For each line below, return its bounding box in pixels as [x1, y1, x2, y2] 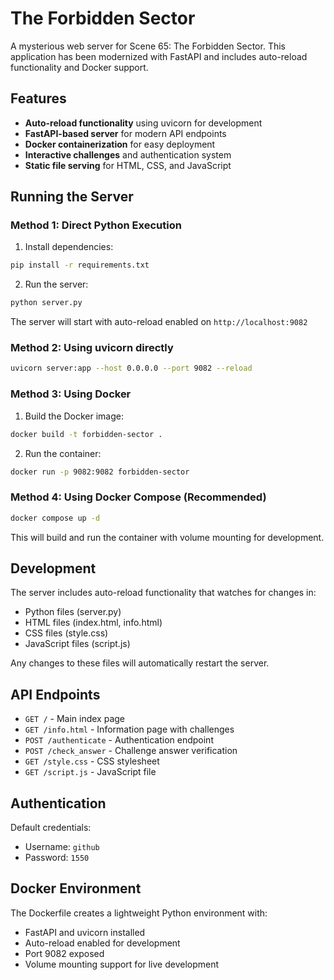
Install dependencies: [24, 241, 114, 253]
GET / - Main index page [24, 713, 125, 725]
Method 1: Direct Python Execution [10, 218, 182, 232]
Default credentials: [10, 822, 92, 834]
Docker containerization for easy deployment [24, 138, 216, 150]
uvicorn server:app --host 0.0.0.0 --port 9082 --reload [10, 363, 253, 374]
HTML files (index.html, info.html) [24, 617, 163, 629]
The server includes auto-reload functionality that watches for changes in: [10, 587, 317, 599]
